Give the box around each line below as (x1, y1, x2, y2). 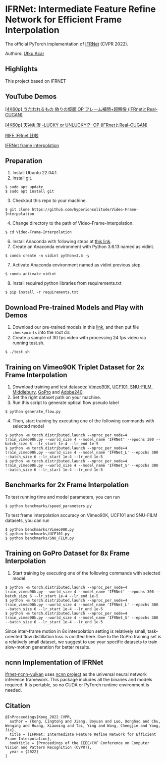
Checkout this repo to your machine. (12, 198, 87, 203)
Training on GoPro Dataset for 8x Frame (5, 549, 130, 558)
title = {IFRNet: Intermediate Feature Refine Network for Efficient (9, 732, 156, 737)
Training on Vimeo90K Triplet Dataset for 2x (5, 363, 145, 371)
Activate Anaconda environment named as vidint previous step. (12, 262, 142, 268)
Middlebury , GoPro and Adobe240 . (12, 389, 84, 395)
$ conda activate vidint (5, 271, 56, 277)
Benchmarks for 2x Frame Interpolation (5, 481, 129, 489)
